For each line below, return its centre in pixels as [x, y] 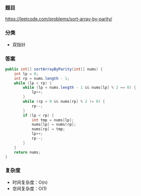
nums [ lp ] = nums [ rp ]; [54, 125]
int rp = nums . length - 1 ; [42, 78]
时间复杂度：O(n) [30, 182]
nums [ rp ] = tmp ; [48, 129]
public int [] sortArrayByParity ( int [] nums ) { [54, 69]
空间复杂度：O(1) [29, 188]
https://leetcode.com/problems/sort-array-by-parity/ [59, 19]
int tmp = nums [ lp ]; [53, 120]
